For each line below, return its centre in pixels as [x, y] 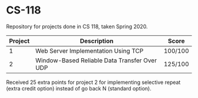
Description [97, 40]
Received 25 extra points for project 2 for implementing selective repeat [93, 82]
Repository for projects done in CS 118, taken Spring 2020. [77, 26]
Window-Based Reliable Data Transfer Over [96, 60]
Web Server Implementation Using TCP [89, 50]
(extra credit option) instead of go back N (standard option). [79, 88]
